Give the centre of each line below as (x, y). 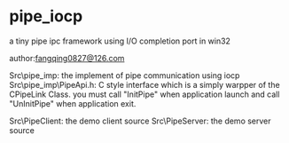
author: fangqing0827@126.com (67, 58)
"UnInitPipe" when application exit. (73, 103)
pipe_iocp (46, 16)
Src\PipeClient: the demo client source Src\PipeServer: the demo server (141, 121)
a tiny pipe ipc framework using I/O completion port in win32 (120, 41)
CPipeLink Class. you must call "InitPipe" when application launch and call (144, 94)
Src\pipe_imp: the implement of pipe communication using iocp (125, 75)
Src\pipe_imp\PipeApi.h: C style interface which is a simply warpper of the (145, 84)
